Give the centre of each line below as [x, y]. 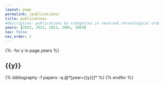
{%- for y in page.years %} [32, 50]
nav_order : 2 [18, 37]
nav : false [16, 32]
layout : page [18, 9]
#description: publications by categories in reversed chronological [77, 23]
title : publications [26, 18]
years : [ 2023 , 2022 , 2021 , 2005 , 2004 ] [46, 28]
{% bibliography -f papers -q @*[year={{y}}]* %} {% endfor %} [69, 77]
